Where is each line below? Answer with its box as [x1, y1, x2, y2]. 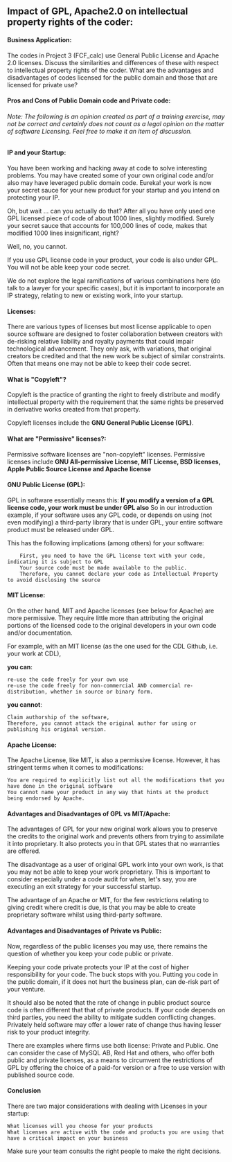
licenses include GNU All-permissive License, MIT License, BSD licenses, [7, 457, 221, 466]
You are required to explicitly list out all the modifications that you [7, 777, 225, 784]
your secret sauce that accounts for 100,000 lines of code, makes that [7, 222, 208, 229]
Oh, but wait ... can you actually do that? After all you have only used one [7, 207, 216, 215]
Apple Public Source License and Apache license [7, 464, 151, 473]
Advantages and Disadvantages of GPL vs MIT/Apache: [7, 809, 171, 818]
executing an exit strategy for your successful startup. [7, 883, 162, 891]
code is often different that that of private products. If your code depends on [7, 1005, 226, 1014]
